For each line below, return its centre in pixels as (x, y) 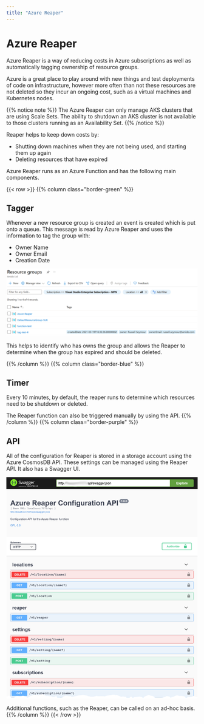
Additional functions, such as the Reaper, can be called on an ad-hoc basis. (101, 708)
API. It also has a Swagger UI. (43, 469)
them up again (33, 152)
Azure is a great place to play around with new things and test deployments (101, 78)
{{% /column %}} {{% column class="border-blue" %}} (75, 364)
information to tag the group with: (48, 236)
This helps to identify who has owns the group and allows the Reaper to (96, 346)
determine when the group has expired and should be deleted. (84, 352)
